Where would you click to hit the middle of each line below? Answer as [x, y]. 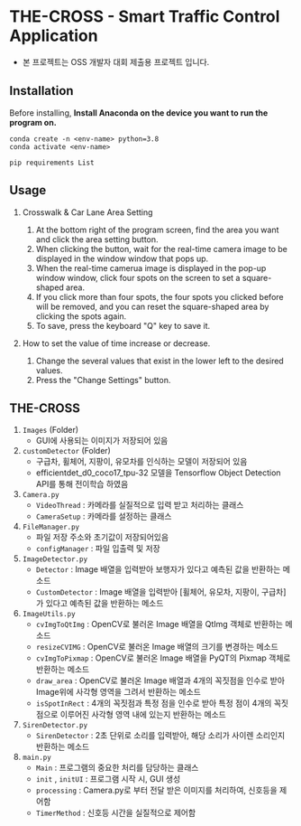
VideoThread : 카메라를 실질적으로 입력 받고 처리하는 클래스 [140, 505]
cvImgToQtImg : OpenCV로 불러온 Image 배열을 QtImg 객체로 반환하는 [160, 624]
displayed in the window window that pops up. [122, 258]
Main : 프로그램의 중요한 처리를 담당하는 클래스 [117, 768]
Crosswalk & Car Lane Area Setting [87, 212]
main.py [36, 758]
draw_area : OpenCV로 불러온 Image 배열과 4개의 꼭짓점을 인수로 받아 [160, 681]
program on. [33, 122]
